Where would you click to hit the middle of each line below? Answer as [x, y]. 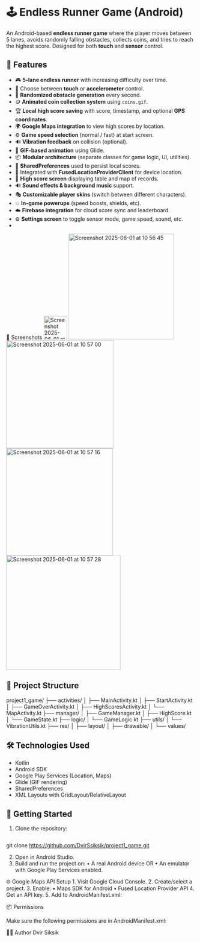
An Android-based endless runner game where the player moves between [99, 33]
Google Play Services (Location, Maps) [63, 776]
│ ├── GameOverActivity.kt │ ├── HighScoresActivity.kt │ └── [85, 706]
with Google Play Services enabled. [59, 870]
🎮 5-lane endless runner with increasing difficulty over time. [91, 80]
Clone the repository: [41, 829]
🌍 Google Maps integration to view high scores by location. [90, 126]
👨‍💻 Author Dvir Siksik [32, 932]
